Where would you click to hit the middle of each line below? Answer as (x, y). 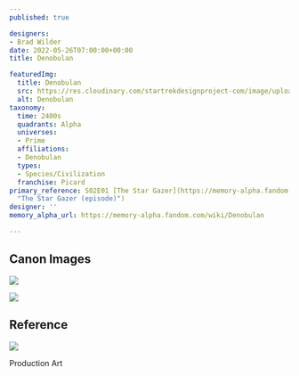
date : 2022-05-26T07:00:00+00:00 (71, 50)
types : (29, 166)
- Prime (32, 141)
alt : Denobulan (45, 99)
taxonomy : (28, 108)
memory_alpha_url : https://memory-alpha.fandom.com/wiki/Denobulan (137, 216)
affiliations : (43, 149)
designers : (29, 33)
